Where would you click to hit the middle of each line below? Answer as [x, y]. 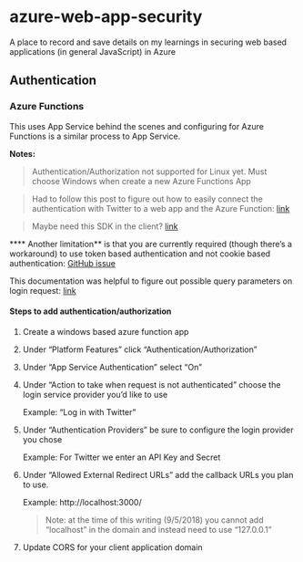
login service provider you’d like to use [95, 394]
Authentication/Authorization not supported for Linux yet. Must [149, 172]
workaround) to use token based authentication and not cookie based [140, 254]
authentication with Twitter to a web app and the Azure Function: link [161, 208]
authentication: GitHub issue [63, 263]
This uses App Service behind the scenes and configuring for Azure [136, 126]
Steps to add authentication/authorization [91, 311]
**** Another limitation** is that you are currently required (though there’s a [151, 244]
